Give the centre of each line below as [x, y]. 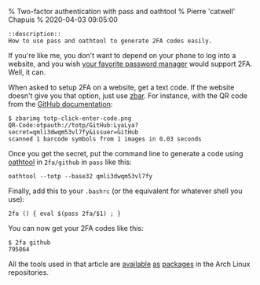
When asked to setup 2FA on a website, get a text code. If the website [121, 87]
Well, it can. [27, 72]
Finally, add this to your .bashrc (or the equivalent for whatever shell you [125, 191]
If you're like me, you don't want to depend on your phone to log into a [122, 55]
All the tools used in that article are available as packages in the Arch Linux [129, 264]
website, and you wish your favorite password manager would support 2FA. [130, 64]
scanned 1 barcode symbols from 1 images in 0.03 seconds [105, 139]
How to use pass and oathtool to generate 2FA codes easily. [110, 41]
